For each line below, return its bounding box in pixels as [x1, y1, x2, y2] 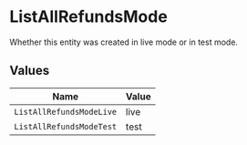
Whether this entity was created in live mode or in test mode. [9, 36, 239, 47]
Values [9, 63, 50, 78]
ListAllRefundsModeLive [14, 107, 118, 117]
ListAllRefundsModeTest [14, 121, 118, 131]
